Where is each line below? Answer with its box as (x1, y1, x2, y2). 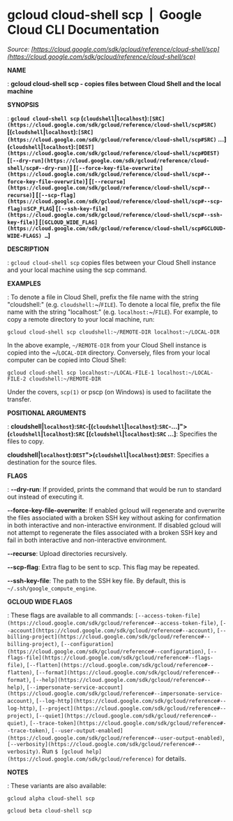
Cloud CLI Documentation (7, 22, 160, 38)
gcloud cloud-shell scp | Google (7, 7, 202, 23)
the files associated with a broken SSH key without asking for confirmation (7, 513, 222, 522)
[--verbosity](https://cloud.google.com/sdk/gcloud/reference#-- (7, 741, 201, 748)
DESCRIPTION (7, 245, 50, 253)
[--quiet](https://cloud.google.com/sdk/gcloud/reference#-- (36, 712, 218, 720)
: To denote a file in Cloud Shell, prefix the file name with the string (7, 292, 199, 301)
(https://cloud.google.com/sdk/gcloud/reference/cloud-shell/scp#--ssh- (7, 211, 223, 218)
